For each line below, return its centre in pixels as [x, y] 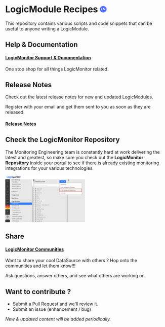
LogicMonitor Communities [35, 249]
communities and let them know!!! [40, 266]
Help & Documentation [42, 45]
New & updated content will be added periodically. [58, 319]
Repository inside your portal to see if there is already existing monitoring [82, 163]
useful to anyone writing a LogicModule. [47, 28]
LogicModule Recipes [52, 9]
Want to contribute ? [38, 292]
